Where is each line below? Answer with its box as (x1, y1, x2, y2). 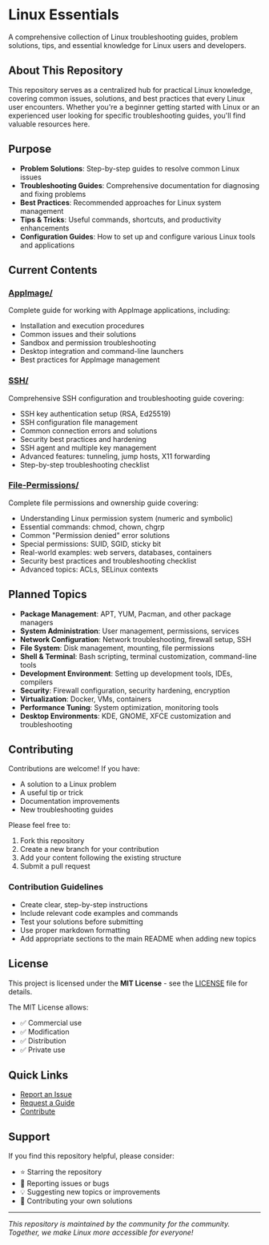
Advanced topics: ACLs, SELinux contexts (19, 564, 159, 574)
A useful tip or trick (19, 788, 84, 797)
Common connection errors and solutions (19, 426, 158, 436)
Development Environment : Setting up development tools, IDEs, (19, 669, 233, 678)
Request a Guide (19, 1098, 75, 1108)
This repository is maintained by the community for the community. (8, 1219, 231, 1229)
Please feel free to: (8, 821, 70, 830)
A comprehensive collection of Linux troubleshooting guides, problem (8, 32, 239, 42)
